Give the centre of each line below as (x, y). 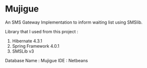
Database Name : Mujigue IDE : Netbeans (46, 60)
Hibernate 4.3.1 (27, 41)
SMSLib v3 (23, 51)
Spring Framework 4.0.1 (36, 46)
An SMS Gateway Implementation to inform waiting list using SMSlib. (74, 22)
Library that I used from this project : (42, 31)
